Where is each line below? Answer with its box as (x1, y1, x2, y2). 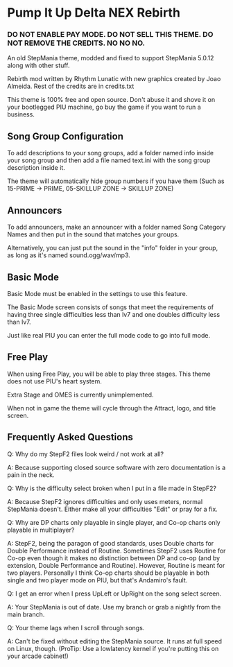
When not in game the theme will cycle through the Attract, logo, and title (7, 404, 216, 412)
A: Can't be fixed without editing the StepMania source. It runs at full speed (7, 636, 223, 646)
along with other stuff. (7, 61, 71, 70)
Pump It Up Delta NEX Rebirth (7, 5, 180, 21)
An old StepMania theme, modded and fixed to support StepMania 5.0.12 (7, 54, 214, 62)
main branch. (7, 610, 45, 618)
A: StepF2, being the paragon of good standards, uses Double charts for (7, 539, 214, 547)
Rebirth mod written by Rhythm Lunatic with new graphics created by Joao (7, 75, 221, 83)
